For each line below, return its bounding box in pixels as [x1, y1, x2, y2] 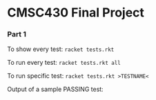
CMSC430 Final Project [7, 5, 145, 21]
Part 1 [7, 30, 26, 39]
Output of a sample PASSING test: [7, 85, 104, 94]
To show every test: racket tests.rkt [7, 45, 115, 53]
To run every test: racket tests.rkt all [7, 59, 121, 67]
